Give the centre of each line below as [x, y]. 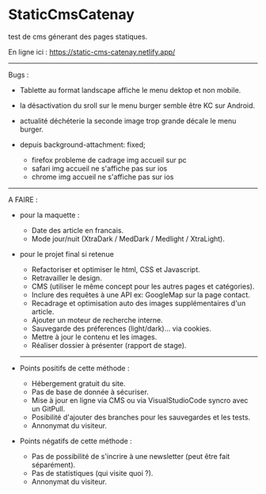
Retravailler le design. [67, 278]
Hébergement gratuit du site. [78, 383]
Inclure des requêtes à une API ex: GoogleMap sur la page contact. [141, 294]
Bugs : [19, 75]
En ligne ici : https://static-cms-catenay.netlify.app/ [92, 52]
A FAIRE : [23, 199]
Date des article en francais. [78, 230]
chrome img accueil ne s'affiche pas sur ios [103, 177]
